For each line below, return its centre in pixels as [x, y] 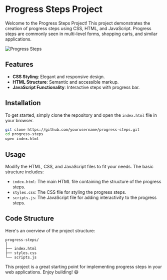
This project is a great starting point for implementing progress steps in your [84, 266]
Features [19, 64]
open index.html [22, 139]
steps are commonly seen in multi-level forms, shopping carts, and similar [81, 34]
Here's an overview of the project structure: [50, 230]
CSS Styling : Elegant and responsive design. [58, 77]
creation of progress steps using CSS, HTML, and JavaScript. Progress [78, 28]
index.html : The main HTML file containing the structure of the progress [87, 182]
